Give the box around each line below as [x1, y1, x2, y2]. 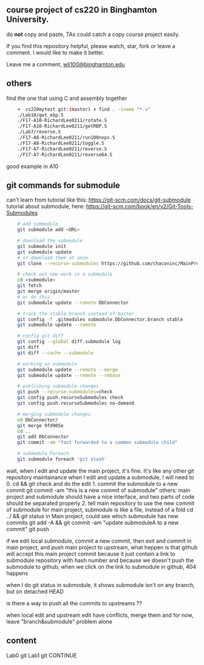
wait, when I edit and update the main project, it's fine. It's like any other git [6, 467, 194, 474]
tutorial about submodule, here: [6, 203, 85, 210]
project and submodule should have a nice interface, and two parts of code [6, 493, 195, 500]
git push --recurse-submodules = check [17, 389, 113, 395]
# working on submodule [17, 361, 78, 367]
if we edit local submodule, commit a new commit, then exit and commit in [6, 537, 192, 544]
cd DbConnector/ [17, 417, 59, 423]
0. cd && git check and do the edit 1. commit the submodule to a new [6, 480, 178, 487]
